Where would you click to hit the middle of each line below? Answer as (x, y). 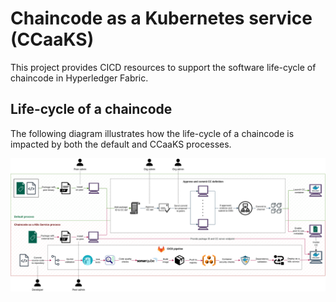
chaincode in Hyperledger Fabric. (79, 78)
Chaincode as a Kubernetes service (161, 18)
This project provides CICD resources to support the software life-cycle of (163, 67)
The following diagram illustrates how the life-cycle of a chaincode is (152, 133)
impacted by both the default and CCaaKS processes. (121, 144)
